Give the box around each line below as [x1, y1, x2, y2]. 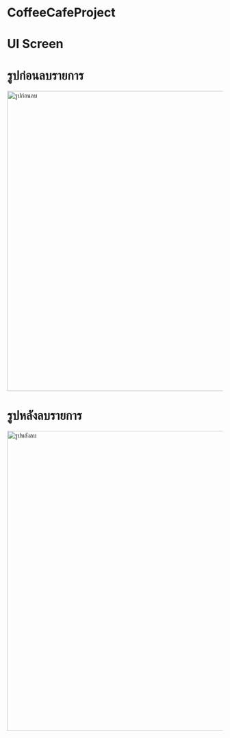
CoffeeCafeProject [7, 5, 116, 21]
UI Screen [7, 36, 64, 52]
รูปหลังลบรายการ [7, 407, 82, 423]
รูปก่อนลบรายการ [7, 67, 84, 83]
